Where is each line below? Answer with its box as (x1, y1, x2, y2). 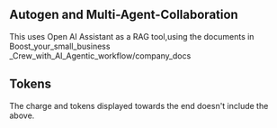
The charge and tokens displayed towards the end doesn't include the (9, 100, 269, 111)
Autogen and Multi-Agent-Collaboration (9, 7, 238, 23)
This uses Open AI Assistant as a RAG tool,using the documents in (9, 31, 255, 41)
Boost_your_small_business (9, 41, 111, 51)
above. (9, 110, 35, 121)
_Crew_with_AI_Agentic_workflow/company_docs (9, 50, 192, 61)
